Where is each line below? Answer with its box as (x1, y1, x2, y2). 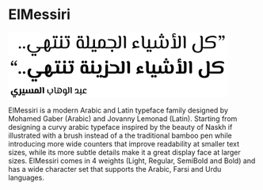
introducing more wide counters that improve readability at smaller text (8, 139, 240, 148)
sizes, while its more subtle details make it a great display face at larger (8, 147, 242, 157)
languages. (8, 173, 45, 182)
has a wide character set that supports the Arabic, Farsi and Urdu (8, 164, 222, 173)
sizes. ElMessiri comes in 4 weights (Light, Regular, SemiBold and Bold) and (8, 156, 256, 165)
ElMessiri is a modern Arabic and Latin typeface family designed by (8, 105, 228, 115)
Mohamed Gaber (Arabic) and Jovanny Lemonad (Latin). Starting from (8, 113, 238, 123)
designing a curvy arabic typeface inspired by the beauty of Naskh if (8, 122, 233, 131)
